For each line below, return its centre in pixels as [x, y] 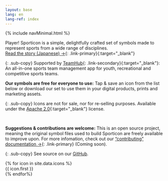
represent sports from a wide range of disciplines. [57, 48]
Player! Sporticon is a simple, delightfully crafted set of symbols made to [80, 43]
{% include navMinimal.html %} [37, 33]
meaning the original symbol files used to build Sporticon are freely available [84, 134]
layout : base [19, 10]
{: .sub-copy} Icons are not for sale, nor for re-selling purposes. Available [80, 104]
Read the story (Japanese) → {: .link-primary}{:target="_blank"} [70, 53]
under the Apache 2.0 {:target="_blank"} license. [55, 109]
